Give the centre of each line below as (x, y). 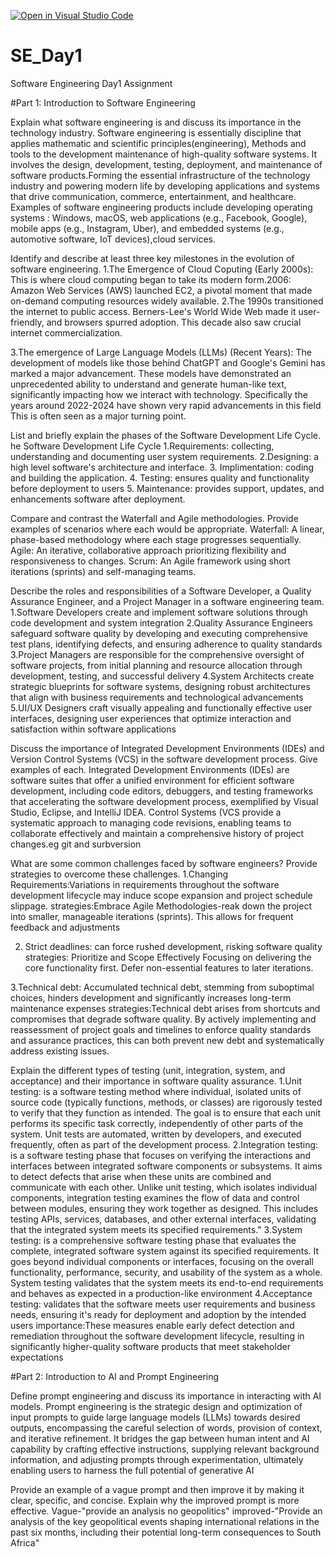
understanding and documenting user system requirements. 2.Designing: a (165, 456)
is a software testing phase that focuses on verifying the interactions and (161, 1155)
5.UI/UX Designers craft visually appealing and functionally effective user (161, 707)
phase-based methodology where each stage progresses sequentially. (156, 539)
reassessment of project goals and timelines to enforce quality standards (161, 1029)
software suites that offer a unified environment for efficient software (152, 780)
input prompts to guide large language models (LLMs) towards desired (155, 1417)
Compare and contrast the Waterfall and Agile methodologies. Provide (154, 518)
